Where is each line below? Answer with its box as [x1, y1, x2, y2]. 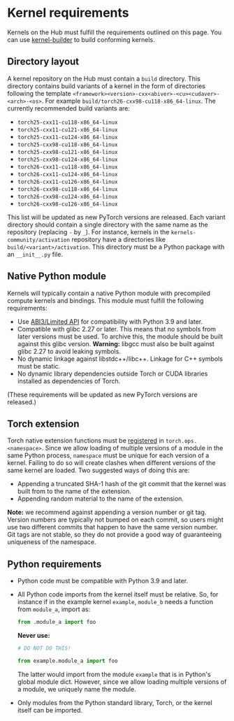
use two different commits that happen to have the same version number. [7, 523, 218, 531]
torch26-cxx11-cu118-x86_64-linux [17, 163, 118, 171]
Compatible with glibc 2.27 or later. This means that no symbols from [17, 324, 217, 333]
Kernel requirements [7, 5, 129, 21]
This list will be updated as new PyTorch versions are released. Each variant [7, 213, 226, 221]
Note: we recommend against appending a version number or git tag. [7, 508, 207, 517]
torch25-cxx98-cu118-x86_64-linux [17, 141, 118, 148]
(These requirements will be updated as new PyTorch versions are [7, 390, 198, 399]
